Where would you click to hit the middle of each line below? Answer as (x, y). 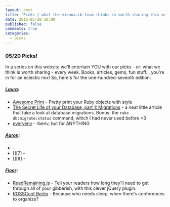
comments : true (21, 29)
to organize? (26, 199)
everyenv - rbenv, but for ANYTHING (51, 123)
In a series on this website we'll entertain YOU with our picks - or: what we (83, 67)
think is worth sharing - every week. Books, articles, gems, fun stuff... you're (85, 72)
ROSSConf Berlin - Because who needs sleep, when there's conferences (89, 194)
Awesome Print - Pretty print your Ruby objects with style (72, 102)
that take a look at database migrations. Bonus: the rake (71, 113)
